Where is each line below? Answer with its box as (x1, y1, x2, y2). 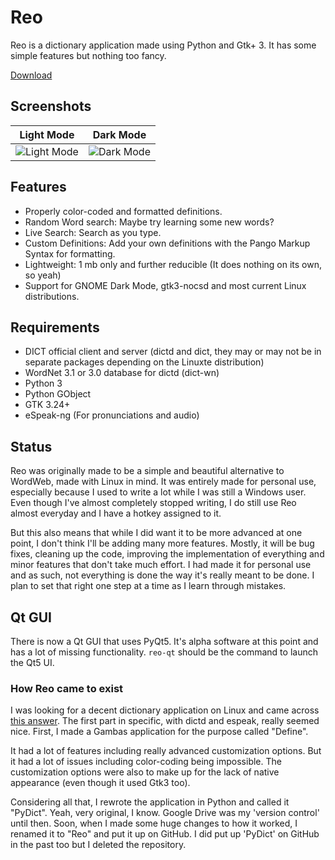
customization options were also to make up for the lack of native (10, 766, 280, 778)
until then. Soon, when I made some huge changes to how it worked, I (10, 817, 298, 830)
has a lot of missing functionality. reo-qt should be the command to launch (10, 646, 318, 658)
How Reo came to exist (10, 681, 124, 695)
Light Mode (19, 127, 75, 141)
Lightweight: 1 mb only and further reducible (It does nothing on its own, (24, 258, 323, 270)
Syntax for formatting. (24, 247, 116, 260)
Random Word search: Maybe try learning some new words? (24, 216, 275, 228)
